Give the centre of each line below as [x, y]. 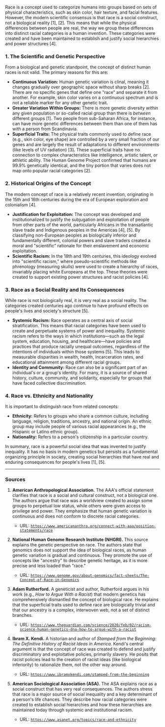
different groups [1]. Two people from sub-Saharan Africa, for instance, [84, 119]
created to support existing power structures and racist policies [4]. [81, 277]
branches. [22, 615]
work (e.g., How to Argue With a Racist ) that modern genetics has [79, 594]
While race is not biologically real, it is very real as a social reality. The [76, 300]
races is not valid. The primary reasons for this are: [57, 72]
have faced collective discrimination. [49, 383]
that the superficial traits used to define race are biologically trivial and [84, 605]
